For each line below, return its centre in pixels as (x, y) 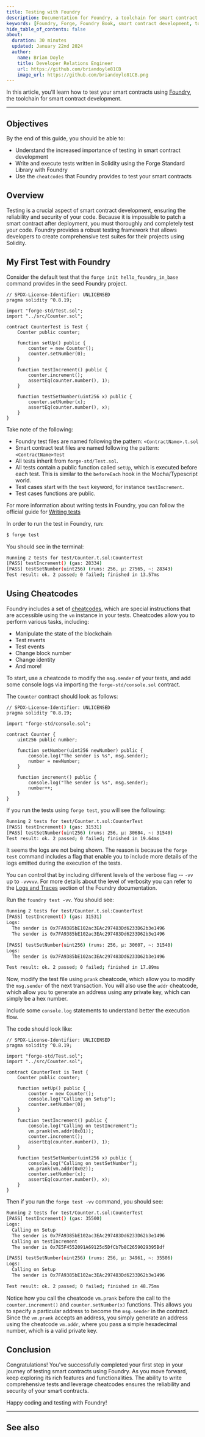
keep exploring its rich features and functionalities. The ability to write (94, 1378)
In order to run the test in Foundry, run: (55, 523)
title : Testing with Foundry (43, 12)
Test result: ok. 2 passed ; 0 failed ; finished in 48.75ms (83, 1286)
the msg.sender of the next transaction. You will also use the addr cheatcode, (102, 986)
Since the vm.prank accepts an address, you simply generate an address (97, 1318)
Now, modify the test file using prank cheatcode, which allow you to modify (101, 979)
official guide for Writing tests (44, 512)
